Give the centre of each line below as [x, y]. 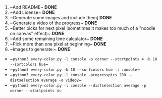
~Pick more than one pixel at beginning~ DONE [58, 44]
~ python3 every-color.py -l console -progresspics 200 [68, 74]
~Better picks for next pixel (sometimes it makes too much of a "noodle [82, 28]
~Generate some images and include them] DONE [61, 18]
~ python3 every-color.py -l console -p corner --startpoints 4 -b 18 [83, 59]
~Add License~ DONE [32, 12]
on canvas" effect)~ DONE [37, 33]
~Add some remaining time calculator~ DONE [56, 39]
